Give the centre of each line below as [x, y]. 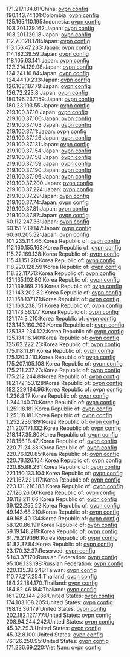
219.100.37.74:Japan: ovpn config [48, 202]
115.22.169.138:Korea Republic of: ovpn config [63, 254]
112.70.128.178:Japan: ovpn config [48, 41]
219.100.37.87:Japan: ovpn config [47, 215]
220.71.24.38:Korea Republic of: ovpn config [62, 448]
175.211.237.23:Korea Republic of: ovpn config [63, 370]
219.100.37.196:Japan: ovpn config [49, 176]
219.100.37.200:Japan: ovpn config [50, 183]
